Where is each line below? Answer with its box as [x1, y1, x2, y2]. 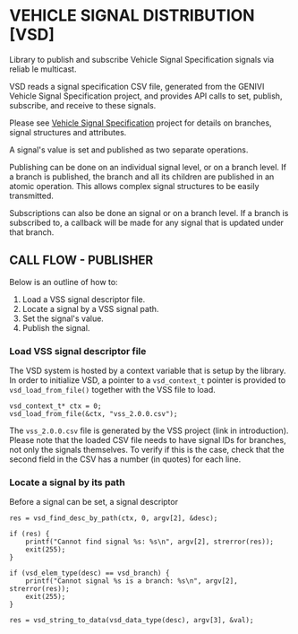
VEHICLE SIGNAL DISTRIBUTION [9, 5, 255, 26]
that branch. [9, 226, 55, 238]
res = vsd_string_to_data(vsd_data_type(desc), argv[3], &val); [9, 616, 254, 625]
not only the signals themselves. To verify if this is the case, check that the [9, 445, 285, 456]
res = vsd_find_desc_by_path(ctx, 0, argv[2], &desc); [9, 514, 218, 523]
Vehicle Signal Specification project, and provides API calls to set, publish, [9, 91, 283, 101]
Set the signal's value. [21, 313, 105, 324]
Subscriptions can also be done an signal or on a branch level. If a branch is [9, 207, 289, 218]
